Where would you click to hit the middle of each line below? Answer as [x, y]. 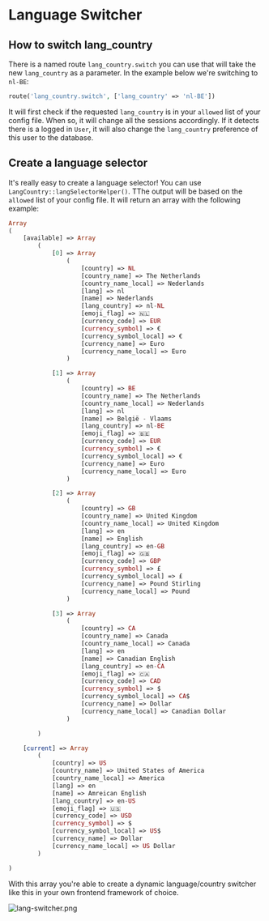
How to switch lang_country [81, 45]
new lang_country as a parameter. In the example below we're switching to [133, 73]
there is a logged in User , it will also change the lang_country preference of [133, 129]
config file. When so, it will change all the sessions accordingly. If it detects [134, 120]
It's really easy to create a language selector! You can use [105, 182]
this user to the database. [51, 137]
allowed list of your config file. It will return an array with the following [124, 199]
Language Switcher [75, 15]
